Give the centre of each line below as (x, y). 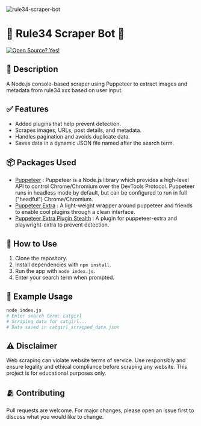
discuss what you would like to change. (55, 417)
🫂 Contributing (36, 393)
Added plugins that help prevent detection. (68, 124)
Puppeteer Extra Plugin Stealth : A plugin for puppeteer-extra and (96, 218)
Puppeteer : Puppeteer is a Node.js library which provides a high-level (102, 180)
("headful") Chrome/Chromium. (54, 199)
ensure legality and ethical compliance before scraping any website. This (97, 367)
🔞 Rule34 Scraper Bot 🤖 (66, 34)
